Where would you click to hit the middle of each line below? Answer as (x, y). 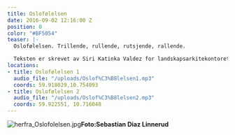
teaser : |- (23, 40)
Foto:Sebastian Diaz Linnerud (125, 124)
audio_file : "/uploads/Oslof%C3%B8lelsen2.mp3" (84, 98)
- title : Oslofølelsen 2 (43, 92)
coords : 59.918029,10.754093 (56, 85)
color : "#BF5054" (33, 33)
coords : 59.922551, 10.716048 (57, 105)
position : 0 (24, 27)
